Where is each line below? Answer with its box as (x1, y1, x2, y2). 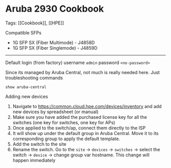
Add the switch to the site (12, 141, 67, 147)
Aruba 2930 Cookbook (5, 3, 104, 15)
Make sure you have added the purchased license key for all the (12, 114, 147, 120)
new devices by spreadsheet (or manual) (12, 109, 99, 115)
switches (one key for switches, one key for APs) (12, 119, 116, 125)
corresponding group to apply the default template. (12, 136, 121, 142)
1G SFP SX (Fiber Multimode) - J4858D (12, 39, 95, 46)
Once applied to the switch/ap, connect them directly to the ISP (12, 125, 146, 131)
